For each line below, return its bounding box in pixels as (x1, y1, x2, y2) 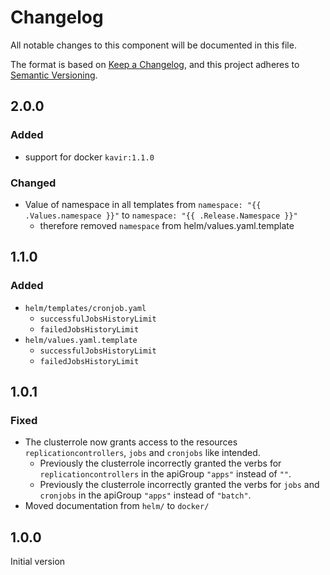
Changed (10, 176, 57, 190)
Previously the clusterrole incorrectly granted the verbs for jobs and (39, 479, 320, 491)
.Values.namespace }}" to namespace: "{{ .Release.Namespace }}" (24, 209, 298, 221)
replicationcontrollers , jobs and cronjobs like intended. (24, 447, 261, 459)
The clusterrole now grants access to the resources (24, 436, 238, 448)
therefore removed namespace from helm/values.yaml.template (39, 219, 295, 231)
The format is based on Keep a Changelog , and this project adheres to (10, 58, 300, 70)
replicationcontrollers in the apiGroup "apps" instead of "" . (39, 468, 292, 480)
